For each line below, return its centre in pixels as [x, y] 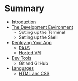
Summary [24, 8]
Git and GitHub [33, 63]
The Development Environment [42, 27]
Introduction [24, 22]
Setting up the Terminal [42, 32]
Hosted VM [30, 53]
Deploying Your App [31, 42]
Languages [23, 68]
